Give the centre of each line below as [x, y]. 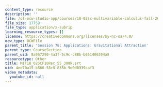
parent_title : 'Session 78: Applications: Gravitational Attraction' [77, 45]
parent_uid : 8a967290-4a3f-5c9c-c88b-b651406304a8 [57, 54]
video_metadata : [21, 72]
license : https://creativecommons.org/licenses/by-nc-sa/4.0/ [69, 37]
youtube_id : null [27, 77]
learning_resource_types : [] [34, 32]
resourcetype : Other [26, 59]
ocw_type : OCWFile [24, 41]
